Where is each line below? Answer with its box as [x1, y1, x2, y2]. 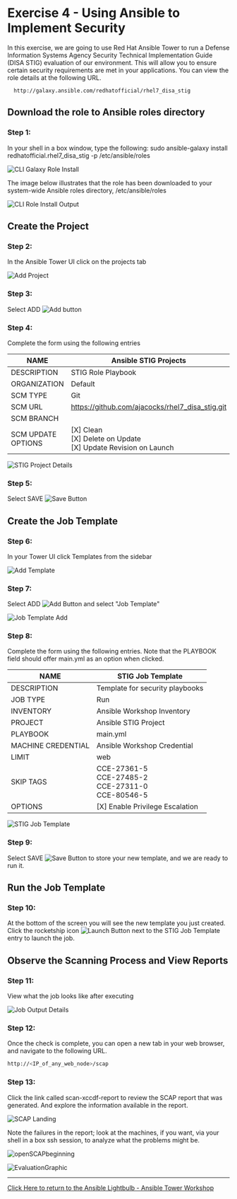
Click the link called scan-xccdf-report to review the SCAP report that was [7, 1093, 223, 1101]
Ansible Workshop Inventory [96, 706, 190, 716]
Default [71, 378, 95, 388]
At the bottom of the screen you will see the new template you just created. [7, 919, 226, 927]
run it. [7, 861, 25, 869]
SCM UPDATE [11, 429, 57, 439]
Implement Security [7, 20, 126, 36]
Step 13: [7, 1077, 36, 1087]
